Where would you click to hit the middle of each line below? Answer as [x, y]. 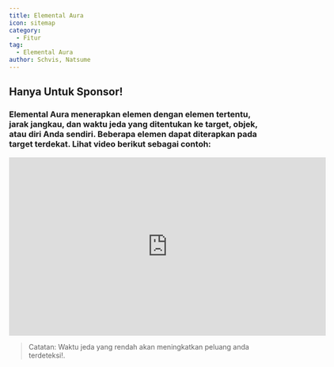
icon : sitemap [32, 23]
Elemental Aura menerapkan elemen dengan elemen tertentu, [130, 114]
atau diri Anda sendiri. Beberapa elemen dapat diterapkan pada [133, 134]
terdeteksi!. [47, 355]
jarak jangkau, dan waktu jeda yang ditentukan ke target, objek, [133, 124]
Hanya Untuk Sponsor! [66, 92]
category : [25, 30]
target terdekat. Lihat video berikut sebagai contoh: [110, 144]
